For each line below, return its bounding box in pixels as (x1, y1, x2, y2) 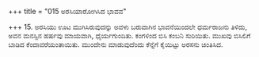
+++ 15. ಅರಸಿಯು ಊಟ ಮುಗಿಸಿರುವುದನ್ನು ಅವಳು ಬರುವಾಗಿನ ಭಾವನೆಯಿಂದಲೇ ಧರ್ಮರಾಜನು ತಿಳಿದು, (8, 23, 248, 31)
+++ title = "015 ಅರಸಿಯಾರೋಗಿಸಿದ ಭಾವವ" (8, 7, 127, 16)
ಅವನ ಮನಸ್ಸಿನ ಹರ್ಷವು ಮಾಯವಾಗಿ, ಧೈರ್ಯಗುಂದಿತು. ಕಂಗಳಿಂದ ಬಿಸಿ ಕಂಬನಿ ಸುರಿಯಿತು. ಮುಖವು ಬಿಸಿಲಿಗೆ (8, 31, 251, 40)
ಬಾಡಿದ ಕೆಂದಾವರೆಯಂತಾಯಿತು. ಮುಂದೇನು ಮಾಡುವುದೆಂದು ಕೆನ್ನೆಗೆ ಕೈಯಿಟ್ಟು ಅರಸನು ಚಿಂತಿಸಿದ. (8, 40, 223, 49)
